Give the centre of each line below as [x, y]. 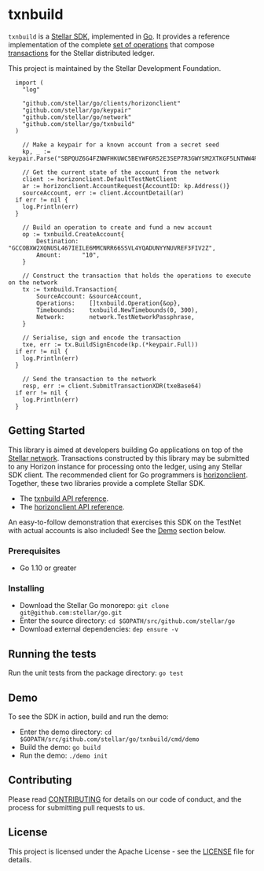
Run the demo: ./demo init [64, 755]
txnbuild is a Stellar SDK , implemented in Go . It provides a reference [119, 36]
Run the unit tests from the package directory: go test [96, 673]
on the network [33, 282]
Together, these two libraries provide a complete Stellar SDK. [107, 483]
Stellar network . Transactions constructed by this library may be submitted [129, 458]
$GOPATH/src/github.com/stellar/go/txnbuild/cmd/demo [109, 739]
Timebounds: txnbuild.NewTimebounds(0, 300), [117, 310]
